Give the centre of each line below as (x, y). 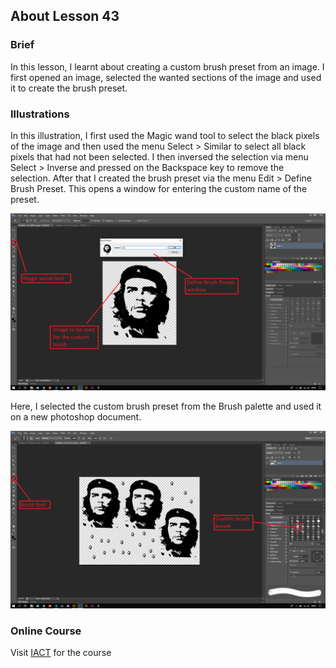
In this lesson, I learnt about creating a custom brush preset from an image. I (167, 66)
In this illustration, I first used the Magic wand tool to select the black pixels (165, 135)
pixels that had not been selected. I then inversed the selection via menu (159, 156)
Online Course (46, 631)
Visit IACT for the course (61, 653)
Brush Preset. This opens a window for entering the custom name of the (159, 188)
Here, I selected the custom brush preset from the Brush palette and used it (166, 406)
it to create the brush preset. (69, 88)
